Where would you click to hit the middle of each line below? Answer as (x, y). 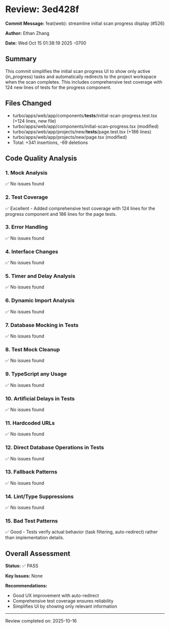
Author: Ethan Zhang (27, 33)
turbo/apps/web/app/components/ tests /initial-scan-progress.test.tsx (85, 116)
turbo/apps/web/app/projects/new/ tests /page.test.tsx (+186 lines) (82, 132)
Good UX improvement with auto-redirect (56, 596)
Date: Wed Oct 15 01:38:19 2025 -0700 (46, 43)
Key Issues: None (24, 576)
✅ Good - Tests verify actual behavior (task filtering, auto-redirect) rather (81, 532)
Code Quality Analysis (41, 158)
